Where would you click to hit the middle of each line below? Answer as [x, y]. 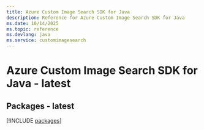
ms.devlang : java [28, 35]
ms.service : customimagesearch [46, 40]
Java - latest [39, 84]
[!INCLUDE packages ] [34, 121]
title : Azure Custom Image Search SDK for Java [68, 12]
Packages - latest [40, 106]
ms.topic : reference [33, 29]
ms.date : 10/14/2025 [33, 23]
